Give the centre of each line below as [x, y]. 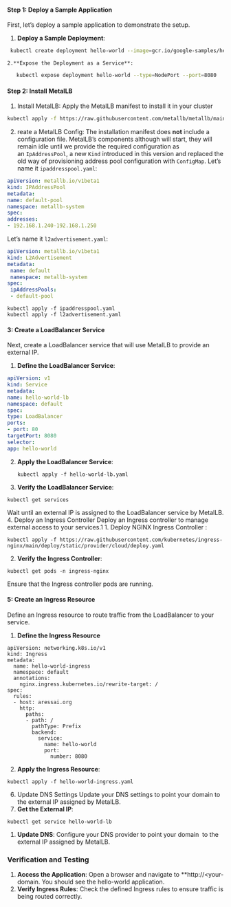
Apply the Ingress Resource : [58, 769]
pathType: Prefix [56, 726]
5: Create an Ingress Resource [51, 600]
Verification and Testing [48, 860]
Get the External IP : [45, 809]
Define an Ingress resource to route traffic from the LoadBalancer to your [111, 615]
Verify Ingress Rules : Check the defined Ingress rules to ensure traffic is [120, 889]
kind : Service [27, 385]
